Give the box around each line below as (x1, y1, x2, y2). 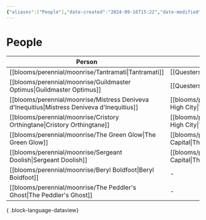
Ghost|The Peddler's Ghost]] (9, 191, 93, 199)
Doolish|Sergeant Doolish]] (9, 155, 88, 164)
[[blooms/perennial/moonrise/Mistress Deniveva (9, 95, 149, 104)
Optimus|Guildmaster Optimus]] (9, 85, 102, 94)
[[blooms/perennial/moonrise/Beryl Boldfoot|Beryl (9, 166, 154, 174)
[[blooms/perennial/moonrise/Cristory (9, 112, 120, 121)
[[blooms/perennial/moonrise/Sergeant (9, 148, 123, 156)
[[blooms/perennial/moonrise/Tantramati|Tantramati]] (9, 68, 164, 76)
